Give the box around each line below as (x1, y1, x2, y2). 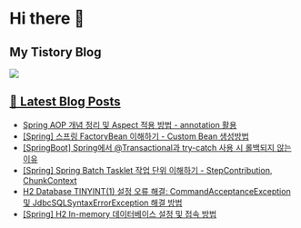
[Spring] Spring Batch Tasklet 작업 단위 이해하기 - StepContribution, (22, 164, 273, 175)
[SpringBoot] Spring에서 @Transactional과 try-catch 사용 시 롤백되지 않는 (22, 142, 292, 153)
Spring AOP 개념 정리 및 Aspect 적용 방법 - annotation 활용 (22, 119, 237, 130)
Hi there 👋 (9, 8, 85, 29)
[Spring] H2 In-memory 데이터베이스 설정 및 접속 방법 (22, 208, 217, 219)
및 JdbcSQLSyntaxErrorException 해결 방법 (22, 197, 183, 208)
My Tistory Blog (9, 45, 102, 60)
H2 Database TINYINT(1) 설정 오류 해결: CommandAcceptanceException (22, 185, 291, 196)
